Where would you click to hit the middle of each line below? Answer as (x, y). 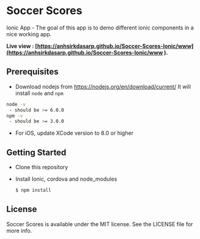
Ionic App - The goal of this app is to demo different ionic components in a (100, 28)
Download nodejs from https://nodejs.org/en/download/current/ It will (103, 86)
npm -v (15, 116)
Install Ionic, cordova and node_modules (66, 179)
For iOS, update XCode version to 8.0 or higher (74, 133)
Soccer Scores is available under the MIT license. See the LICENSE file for (100, 224)
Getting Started (36, 152)
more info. (19, 230)
